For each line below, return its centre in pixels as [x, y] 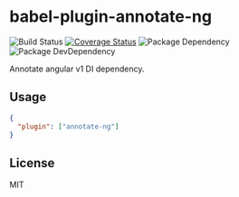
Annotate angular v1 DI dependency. [77, 69]
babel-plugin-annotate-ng [111, 17]
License [32, 163]
